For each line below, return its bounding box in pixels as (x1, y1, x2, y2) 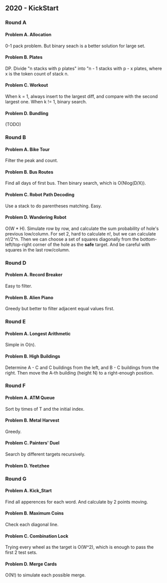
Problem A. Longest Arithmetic (5, 330, 71, 336)
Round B (5, 134, 26, 141)
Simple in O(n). (5, 341, 36, 348)
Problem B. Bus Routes (5, 169, 53, 175)
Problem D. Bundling (5, 110, 48, 116)
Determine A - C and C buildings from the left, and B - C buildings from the (5, 364, 159, 371)
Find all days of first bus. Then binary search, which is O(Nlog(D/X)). (5, 180, 146, 186)
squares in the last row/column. (5, 247, 70, 253)
